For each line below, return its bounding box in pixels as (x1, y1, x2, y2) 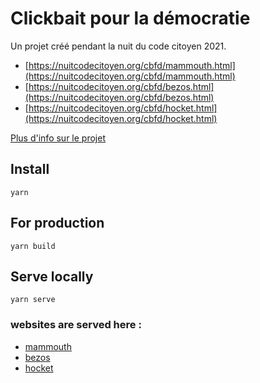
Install (10, 161, 50, 178)
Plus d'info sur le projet (10, 132, 106, 144)
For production (10, 215, 105, 232)
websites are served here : (10, 318, 142, 332)
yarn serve (10, 295, 56, 305)
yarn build (10, 241, 56, 251)
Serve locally (10, 268, 94, 285)
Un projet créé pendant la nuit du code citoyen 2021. (10, 40, 227, 52)
